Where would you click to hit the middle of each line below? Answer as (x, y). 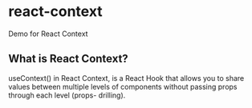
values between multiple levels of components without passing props (123, 86)
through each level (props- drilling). (67, 95)
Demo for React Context (48, 34)
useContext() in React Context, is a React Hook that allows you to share (126, 78)
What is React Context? (68, 59)
